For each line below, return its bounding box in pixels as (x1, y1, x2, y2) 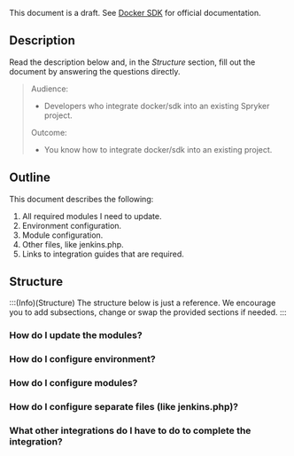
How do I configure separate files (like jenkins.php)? (9, 401, 239, 413)
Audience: (30, 83, 69, 94)
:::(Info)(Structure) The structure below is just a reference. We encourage (9, 297, 276, 309)
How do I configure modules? (9, 377, 138, 389)
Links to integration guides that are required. (21, 248, 184, 259)
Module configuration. (21, 230, 104, 240)
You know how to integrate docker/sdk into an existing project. (43, 144, 273, 154)
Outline (9, 170, 50, 185)
